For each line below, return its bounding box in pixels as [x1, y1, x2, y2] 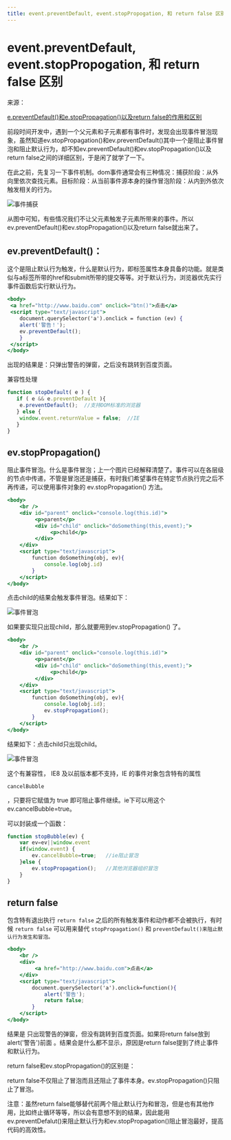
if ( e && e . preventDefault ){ [16, 395, 107, 402]
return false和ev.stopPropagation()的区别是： [7, 1061, 135, 1070]
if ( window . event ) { [19, 846, 76, 853]
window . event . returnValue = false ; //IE [19, 415, 140, 422]
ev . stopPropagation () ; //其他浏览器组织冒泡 [32, 865, 158, 872]
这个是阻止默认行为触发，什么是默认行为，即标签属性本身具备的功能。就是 [7, 265, 218, 273]
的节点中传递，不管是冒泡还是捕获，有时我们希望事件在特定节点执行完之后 [7, 474, 218, 483]
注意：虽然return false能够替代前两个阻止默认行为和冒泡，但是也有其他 [7, 1099, 208, 1108]
